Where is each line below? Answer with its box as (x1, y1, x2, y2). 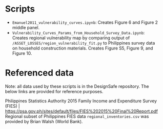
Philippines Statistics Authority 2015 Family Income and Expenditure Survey (5, 98, 157, 104)
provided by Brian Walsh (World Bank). (5, 118, 83, 124)
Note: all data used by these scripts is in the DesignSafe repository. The (5, 83, 149, 89)
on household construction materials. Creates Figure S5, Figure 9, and (12, 45, 153, 51)
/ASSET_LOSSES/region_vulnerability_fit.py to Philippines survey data (12, 40, 155, 46)
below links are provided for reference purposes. (5, 88, 103, 94)
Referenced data (5, 67, 74, 79)
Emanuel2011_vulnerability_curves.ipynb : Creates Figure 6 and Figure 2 (12, 19, 158, 25)
